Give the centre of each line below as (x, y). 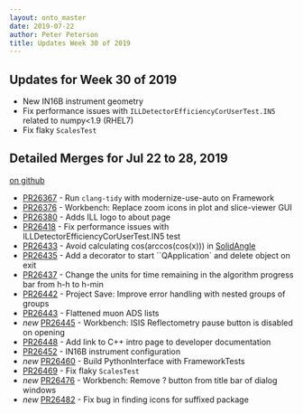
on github (27, 180)
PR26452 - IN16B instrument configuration (101, 351)
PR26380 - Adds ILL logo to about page (96, 217)
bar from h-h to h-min (63, 284)
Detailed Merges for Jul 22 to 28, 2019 (119, 159)
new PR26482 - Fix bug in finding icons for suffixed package (136, 400)
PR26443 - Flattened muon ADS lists (91, 313)
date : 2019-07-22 (42, 26)
